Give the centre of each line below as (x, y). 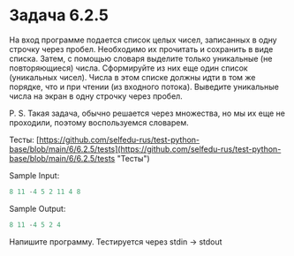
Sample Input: (34, 175)
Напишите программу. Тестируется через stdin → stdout (116, 241)
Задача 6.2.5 (59, 15)
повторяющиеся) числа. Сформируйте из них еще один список (129, 68)
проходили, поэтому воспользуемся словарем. (99, 122)
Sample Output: (38, 208)
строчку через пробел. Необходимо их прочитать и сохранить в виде (141, 49)
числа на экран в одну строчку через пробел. (96, 96)
